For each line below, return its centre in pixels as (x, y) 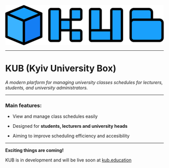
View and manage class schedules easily (55, 116)
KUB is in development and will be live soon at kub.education (68, 160)
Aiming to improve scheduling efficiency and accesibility (71, 136)
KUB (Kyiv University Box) (61, 69)
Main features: (23, 105)
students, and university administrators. (47, 88)
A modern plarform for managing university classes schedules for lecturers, (84, 82)
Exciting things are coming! (34, 150)
